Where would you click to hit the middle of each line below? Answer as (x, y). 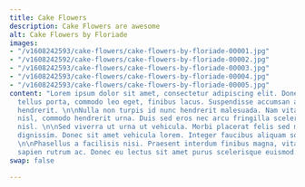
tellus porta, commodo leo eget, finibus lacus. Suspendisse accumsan (154, 102)
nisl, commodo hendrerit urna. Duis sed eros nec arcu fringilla (144, 118)
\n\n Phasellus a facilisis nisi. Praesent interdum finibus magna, (148, 144)
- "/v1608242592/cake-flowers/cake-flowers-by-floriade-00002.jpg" (140, 60)
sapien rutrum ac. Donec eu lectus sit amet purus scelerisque (139, 152)
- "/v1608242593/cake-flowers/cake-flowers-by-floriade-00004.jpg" (140, 77)
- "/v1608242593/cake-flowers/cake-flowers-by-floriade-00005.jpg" (140, 85)
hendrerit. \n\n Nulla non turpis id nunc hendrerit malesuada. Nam (148, 110)
